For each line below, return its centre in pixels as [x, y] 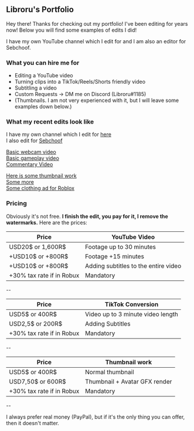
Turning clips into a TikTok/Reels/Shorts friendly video [80, 82]
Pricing [17, 203]
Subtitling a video [35, 88]
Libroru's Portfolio [40, 10]
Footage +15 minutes [115, 256]
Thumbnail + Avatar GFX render [128, 381]
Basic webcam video [31, 152]
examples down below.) [43, 107]
